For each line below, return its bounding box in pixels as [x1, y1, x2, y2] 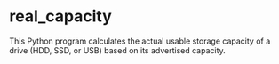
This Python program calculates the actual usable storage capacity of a [9, 36, 271, 46]
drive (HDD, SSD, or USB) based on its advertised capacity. [9, 44, 227, 55]
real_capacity [9, 6, 113, 27]
